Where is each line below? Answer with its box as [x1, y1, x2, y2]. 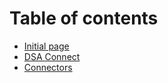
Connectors [23, 61, 73, 73]
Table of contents [9, 7, 159, 30]
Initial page [23, 40, 70, 52]
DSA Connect [23, 50, 81, 62]
